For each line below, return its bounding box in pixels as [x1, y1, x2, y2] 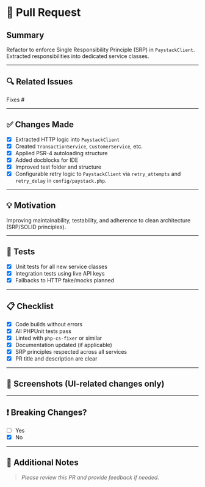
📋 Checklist [6, 301, 54, 312]
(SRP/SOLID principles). [6, 223, 67, 230]
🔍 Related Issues [6, 76, 73, 87]
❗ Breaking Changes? [6, 408, 87, 418]
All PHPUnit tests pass [15, 327, 72, 335]
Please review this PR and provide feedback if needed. [21, 474, 160, 481]
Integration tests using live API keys [15, 269, 105, 277]
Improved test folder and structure [15, 163, 102, 170]
